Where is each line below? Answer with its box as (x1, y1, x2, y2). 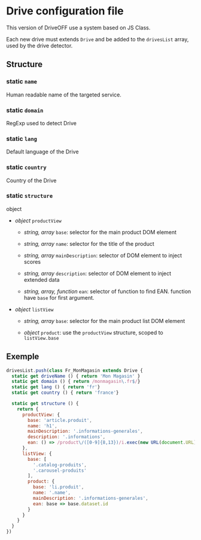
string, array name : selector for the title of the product (23, 240, 154, 247)
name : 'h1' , (28, 423, 58, 429)
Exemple (6, 352, 39, 362)
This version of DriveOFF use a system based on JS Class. (6, 24, 151, 31)
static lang (6, 134, 38, 143)
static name (6, 77, 38, 86)
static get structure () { (11, 400, 79, 406)
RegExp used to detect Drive (6, 119, 77, 126)
